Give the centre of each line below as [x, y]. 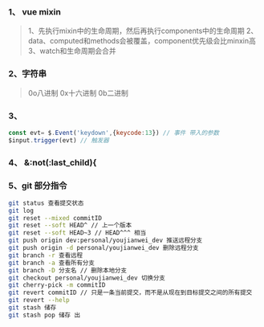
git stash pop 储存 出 [45, 315]
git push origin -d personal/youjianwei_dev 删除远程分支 [104, 248]
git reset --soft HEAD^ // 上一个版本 [70, 226]
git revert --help [39, 300]
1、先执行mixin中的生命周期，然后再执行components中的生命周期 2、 [143, 31]
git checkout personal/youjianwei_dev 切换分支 [87, 278]
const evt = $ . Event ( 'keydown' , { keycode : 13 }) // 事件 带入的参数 [114, 133]
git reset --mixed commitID [55, 218]
